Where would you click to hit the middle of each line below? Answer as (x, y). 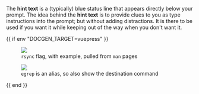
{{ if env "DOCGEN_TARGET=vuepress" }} (57, 39)
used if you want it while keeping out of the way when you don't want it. (94, 27)
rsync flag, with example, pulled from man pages (79, 56)
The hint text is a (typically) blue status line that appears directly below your (99, 9)
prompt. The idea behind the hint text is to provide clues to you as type (94, 15)
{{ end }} (17, 85)
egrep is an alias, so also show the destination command (90, 74)
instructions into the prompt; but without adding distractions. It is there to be (99, 21)
